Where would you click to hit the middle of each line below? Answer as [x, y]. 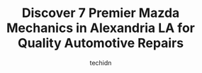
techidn [101, 62]
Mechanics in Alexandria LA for [101, 28]
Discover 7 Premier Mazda [101, 13]
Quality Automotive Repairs [101, 43]
